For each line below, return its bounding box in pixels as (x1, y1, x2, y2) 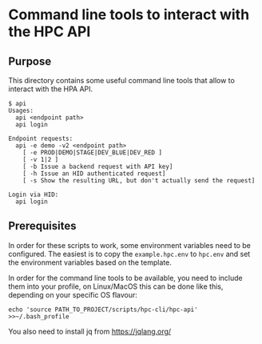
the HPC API (8, 22, 91, 41)
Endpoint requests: (8, 134, 73, 142)
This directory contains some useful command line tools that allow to (8, 76, 236, 85)
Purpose (8, 54, 52, 68)
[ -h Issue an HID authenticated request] (22, 170, 166, 178)
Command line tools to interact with (8, 6, 250, 24)
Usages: (8, 106, 34, 114)
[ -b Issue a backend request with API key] (22, 162, 173, 170)
